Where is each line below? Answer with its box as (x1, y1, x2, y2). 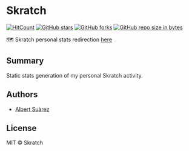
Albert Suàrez (15, 106, 50, 113)
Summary (6, 56, 44, 66)
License (6, 122, 37, 133)
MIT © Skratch (6, 139, 44, 146)
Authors (6, 89, 38, 100)
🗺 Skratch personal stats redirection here (6, 36, 113, 43)
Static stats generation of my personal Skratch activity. (6, 72, 144, 79)
